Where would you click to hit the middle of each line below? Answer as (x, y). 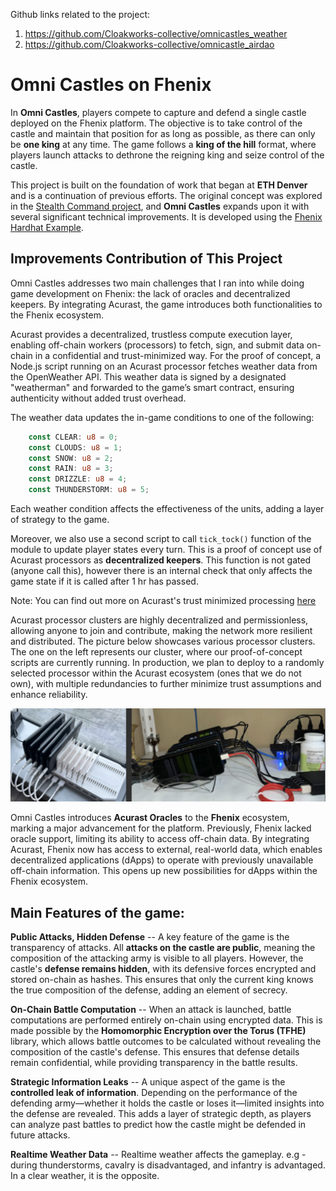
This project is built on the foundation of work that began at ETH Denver (159, 185)
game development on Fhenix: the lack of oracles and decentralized (150, 293)
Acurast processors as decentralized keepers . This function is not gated (161, 560)
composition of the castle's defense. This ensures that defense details (155, 1051)
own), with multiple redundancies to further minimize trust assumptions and (166, 683)
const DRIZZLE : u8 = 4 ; (78, 479)
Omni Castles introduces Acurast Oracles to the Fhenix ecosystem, (150, 818)
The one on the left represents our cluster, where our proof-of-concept (156, 652)
